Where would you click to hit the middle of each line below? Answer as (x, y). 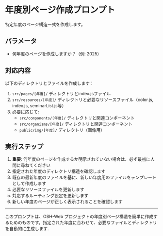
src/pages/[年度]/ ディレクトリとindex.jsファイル (61, 93)
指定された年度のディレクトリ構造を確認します (59, 171)
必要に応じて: (25, 112)
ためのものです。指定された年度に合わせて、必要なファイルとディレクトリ (83, 223)
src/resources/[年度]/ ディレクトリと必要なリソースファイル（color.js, (83, 100)
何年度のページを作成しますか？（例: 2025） (57, 53)
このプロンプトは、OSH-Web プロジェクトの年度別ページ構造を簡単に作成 (79, 217)
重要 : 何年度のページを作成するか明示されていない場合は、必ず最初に (81, 159)
